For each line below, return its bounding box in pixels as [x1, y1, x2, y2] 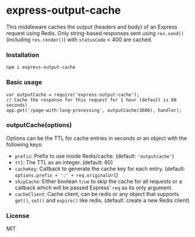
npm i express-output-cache [6, 64, 76, 70]
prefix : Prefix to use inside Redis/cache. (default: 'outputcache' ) [14, 152, 174, 160]
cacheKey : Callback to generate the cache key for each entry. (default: [14, 165, 185, 172]
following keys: [6, 141, 43, 148]
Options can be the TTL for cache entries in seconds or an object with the [6, 135, 187, 142]
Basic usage [6, 78, 43, 86]
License [6, 211, 30, 220]
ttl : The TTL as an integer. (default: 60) [14, 158, 113, 166]
